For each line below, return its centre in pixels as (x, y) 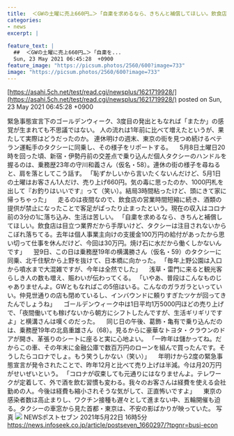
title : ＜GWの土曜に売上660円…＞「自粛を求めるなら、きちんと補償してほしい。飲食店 (117, 14)
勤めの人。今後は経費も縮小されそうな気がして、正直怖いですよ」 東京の (115, 391)
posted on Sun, (200, 99)
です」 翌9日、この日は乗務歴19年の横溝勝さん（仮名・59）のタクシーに (114, 251)
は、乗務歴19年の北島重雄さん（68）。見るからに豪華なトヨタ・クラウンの (113, 330)
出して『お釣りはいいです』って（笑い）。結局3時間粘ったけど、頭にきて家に (117, 190)
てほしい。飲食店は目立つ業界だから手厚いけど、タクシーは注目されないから (117, 225)
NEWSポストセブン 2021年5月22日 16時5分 (85, 417)
